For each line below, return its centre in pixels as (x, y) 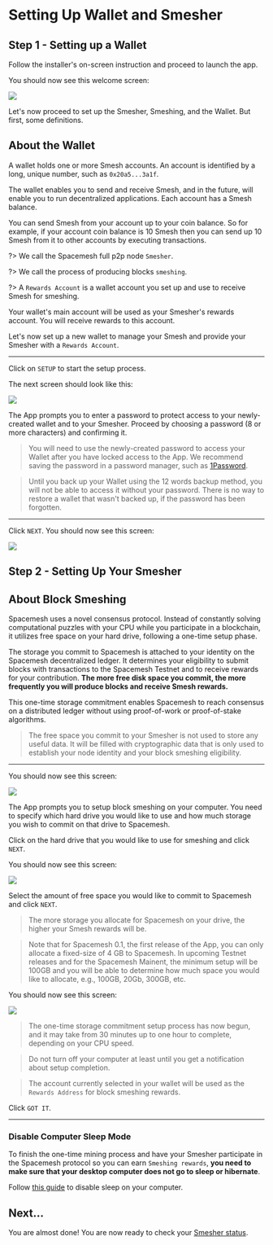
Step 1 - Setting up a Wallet (78, 45)
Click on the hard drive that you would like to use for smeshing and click (129, 840)
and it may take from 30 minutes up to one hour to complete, (130, 1035)
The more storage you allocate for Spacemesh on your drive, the (136, 920)
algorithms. (27, 720)
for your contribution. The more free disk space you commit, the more (127, 678)
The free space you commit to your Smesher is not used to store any (143, 735)
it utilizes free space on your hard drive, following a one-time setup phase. (133, 636)
